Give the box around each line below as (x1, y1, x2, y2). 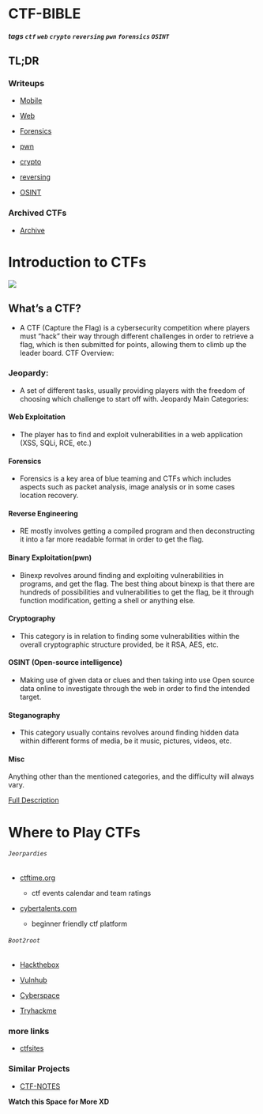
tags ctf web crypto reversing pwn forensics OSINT (8, 31, 170, 40)
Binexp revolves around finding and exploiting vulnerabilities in (19, 570, 224, 580)
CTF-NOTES (19, 1081, 61, 1091)
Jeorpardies (8, 850, 47, 858)
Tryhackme (19, 1006, 57, 1016)
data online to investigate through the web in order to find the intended (19, 684, 250, 693)
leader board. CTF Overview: (19, 348, 115, 357)
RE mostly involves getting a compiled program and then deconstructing (19, 527, 255, 536)
